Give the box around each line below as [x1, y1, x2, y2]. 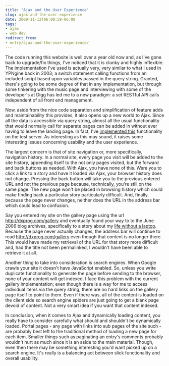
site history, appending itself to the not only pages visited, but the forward [5, 160, 159, 166]
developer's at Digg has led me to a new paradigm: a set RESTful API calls [5, 91, 159, 97]
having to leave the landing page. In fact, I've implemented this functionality [5, 128, 163, 134]
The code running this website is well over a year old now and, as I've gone [5, 54, 162, 60]
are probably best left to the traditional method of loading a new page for [5, 328, 157, 334]
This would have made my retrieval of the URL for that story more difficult [5, 239, 158, 245]
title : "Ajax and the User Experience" [5, 7, 89, 13]
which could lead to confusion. [5, 202, 70, 208]
